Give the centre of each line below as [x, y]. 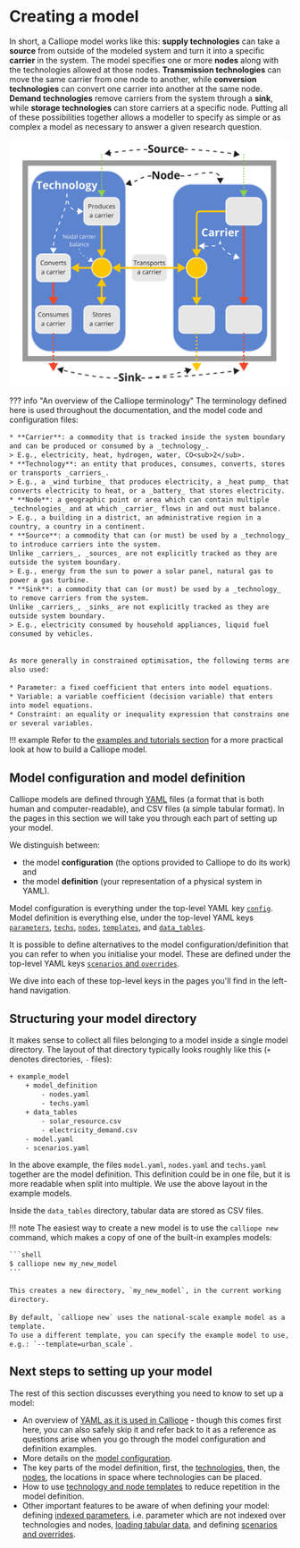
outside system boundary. [57, 616]
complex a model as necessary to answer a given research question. [135, 126]
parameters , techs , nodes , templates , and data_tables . [107, 927]
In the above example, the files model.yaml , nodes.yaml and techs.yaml [138, 1165]
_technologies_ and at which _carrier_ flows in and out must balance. [145, 509]
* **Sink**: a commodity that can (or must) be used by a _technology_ [145, 589]
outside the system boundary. [66, 563]
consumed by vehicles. [51, 634]
